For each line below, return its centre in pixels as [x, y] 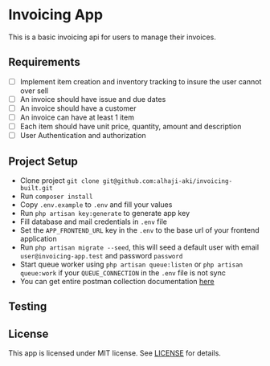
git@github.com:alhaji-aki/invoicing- [168, 181]
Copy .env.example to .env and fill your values [96, 204]
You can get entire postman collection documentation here [117, 281]
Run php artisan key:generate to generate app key [105, 213]
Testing [28, 307]
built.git [37, 188]
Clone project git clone [59, 180]
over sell [34, 91]
